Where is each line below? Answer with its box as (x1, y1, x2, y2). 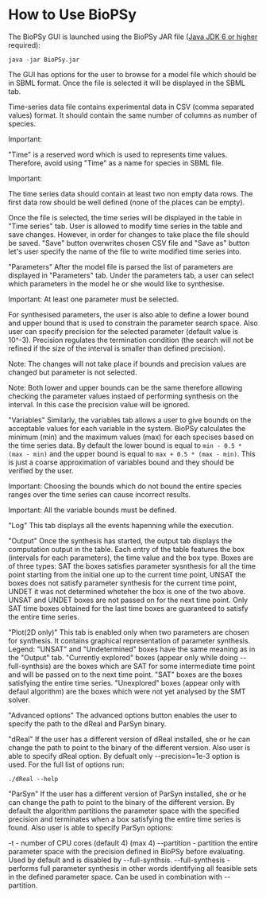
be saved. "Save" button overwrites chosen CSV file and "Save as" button (8, 238, 250, 247)
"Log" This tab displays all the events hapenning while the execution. (8, 520, 234, 530)
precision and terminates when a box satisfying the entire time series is (8, 814, 241, 824)
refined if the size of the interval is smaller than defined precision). (8, 344, 226, 353)
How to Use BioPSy (8, 6, 137, 24)
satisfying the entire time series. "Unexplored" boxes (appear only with (8, 678, 241, 687)
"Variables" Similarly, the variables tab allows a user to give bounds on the (8, 415, 252, 425)
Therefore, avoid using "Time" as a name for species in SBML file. (8, 157, 224, 168)
